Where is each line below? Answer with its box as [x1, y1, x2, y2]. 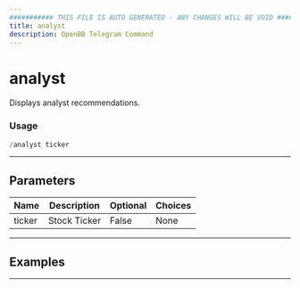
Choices [154, 200, 192, 212]
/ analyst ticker [9, 140, 70, 149]
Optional [109, 200, 147, 212]
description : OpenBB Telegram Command [9, 29, 154, 38]
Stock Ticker [47, 215, 101, 227]
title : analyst [9, 21, 66, 30]
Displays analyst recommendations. [9, 97, 140, 108]
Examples [9, 254, 65, 269]
